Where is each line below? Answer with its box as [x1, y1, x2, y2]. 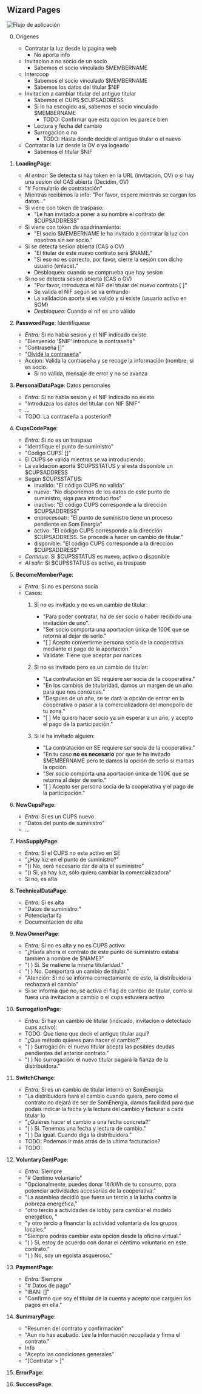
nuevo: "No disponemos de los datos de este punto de [33, 488, 170, 495]
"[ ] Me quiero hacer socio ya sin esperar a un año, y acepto [42, 714, 194, 721]
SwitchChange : [15, 1074, 56, 1081]
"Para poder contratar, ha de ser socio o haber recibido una [42, 613, 192, 620]
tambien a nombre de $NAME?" [24, 955, 104, 962]
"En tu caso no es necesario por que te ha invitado [42, 750, 170, 758]
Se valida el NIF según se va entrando [33, 288, 129, 295]
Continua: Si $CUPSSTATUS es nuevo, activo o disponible [24, 552, 170, 560]
